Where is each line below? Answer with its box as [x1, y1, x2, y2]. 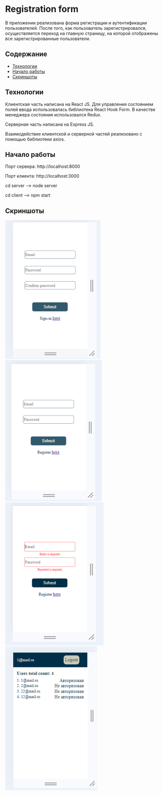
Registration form [5, 3, 79, 15]
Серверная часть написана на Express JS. [5, 121, 95, 127]
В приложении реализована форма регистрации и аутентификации [5, 20, 147, 26]
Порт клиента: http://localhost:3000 [5, 173, 80, 179]
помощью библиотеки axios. [5, 136, 65, 142]
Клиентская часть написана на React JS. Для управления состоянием [5, 101, 154, 107]
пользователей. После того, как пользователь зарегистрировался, [5, 25, 147, 31]
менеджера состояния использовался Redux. [5, 111, 102, 117]
